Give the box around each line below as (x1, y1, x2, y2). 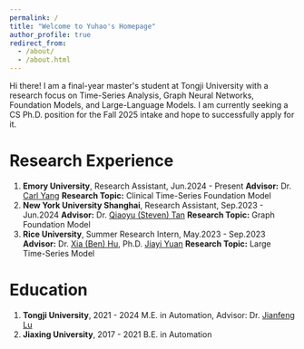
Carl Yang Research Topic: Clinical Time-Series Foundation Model (22, 189, 272, 200)
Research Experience (9, 150, 174, 171)
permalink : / (9, 13, 59, 23)
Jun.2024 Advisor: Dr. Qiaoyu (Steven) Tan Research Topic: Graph (22, 209, 275, 220)
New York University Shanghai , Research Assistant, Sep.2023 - (22, 199, 264, 210)
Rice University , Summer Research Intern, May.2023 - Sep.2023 (22, 228, 266, 239)
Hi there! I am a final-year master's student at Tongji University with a (9, 81, 270, 91)
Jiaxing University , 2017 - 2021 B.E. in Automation (22, 328, 212, 340)
